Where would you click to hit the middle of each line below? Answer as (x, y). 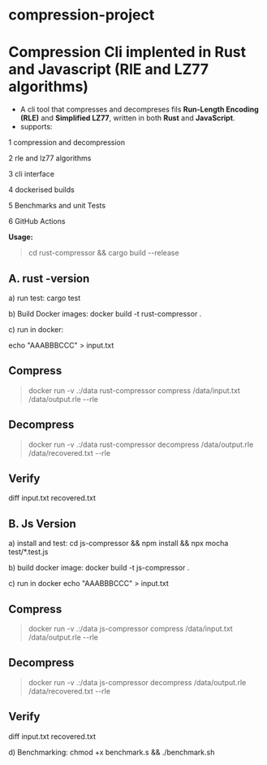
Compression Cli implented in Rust (127, 52)
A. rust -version (49, 278)
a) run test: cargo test (45, 298)
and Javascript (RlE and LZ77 (109, 70)
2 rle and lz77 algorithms (50, 158)
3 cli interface (32, 174)
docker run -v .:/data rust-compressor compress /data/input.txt (134, 390)
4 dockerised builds (41, 190)
